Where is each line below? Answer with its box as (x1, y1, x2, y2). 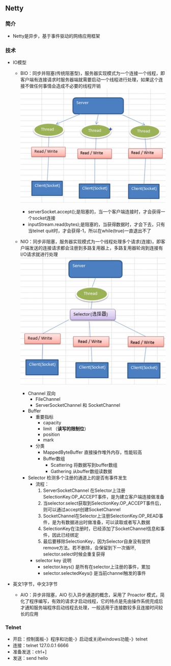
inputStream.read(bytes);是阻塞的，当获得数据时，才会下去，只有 (27, 221, 165, 228)
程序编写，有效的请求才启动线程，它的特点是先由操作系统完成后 (29, 598, 163, 604)
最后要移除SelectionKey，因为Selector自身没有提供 (43, 538, 151, 544)
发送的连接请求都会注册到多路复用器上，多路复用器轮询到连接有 (29, 245, 163, 251)
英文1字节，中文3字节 (12, 580, 58, 587)
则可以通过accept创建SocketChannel (43, 506, 121, 512)
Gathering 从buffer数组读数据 (50, 468, 112, 474)
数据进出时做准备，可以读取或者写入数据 (65, 519, 150, 525)
